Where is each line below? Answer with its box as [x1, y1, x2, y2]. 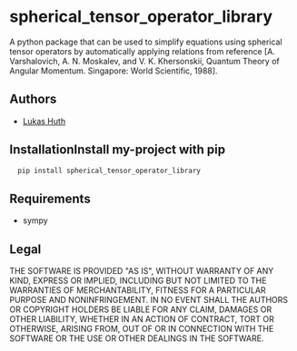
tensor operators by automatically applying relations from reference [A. [9, 45, 275, 56]
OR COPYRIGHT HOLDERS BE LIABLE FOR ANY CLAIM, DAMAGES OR [9, 304, 272, 315]
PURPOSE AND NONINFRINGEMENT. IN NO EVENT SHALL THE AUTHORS [9, 295, 289, 306]
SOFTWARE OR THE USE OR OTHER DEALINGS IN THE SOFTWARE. [9, 333, 264, 344]
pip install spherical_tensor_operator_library [17, 166, 202, 175]
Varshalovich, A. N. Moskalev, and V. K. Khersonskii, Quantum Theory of [9, 55, 280, 66]
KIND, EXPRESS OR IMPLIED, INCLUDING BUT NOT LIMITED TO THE [9, 275, 267, 287]
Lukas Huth [22, 115, 66, 126]
